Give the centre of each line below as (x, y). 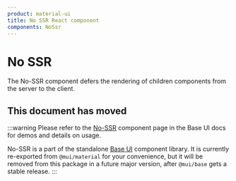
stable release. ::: (33, 171)
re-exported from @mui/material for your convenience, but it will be (105, 156)
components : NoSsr (34, 27)
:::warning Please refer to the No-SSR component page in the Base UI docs (117, 128)
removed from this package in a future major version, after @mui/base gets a (117, 164)
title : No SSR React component (53, 20)
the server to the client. (41, 89)
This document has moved (67, 111)
